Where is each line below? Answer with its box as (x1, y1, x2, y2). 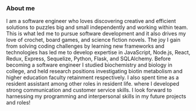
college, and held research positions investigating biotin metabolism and (6, 68, 183, 75)
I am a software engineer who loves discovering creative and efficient (6, 18, 176, 25)
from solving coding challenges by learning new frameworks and (6, 43, 165, 50)
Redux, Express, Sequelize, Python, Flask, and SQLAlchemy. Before (6, 55, 171, 63)
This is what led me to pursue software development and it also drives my (6, 30, 187, 37)
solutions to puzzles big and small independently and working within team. (6, 24, 188, 31)
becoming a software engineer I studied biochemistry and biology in (6, 61, 173, 68)
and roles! (6, 99, 31, 106)
